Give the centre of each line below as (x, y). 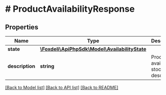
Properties (22, 27)
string (47, 66)
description (21, 66)
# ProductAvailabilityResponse (70, 9)
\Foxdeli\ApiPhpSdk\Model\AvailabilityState (93, 49)
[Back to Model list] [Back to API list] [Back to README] (62, 87)
